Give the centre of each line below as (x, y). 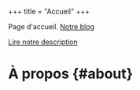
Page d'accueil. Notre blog (51, 26)
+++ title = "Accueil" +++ (49, 11)
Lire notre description (43, 42)
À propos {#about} (71, 74)
